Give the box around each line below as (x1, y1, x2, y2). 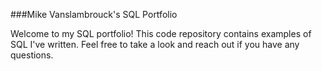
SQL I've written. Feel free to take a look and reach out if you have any (10, 39, 300, 50)
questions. (10, 49, 54, 61)
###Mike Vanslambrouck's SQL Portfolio (10, 9, 178, 20)
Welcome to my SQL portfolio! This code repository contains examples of (10, 28, 312, 39)
